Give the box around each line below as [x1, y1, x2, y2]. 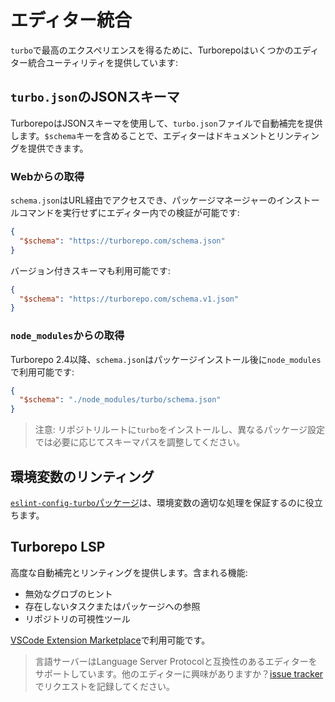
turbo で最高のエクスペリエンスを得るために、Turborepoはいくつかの [10, 44, 294, 56]
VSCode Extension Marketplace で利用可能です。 [10, 634, 211, 646]
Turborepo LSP [10, 539, 106, 556]
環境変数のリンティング [10, 468, 155, 485]
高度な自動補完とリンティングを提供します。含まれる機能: [10, 566, 248, 578]
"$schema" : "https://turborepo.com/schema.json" [19, 236, 226, 246]
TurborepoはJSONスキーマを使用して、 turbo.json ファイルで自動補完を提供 [10, 117, 323, 129]
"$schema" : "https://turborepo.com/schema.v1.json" [19, 294, 240, 304]
